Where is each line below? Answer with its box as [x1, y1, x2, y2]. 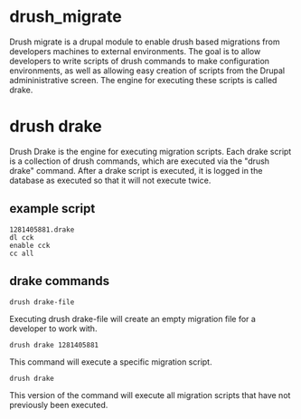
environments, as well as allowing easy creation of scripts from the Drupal [9, 65, 286, 76]
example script [9, 201, 96, 216]
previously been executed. [9, 399, 108, 410]
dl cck [9, 233, 34, 242]
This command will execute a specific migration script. [9, 356, 212, 367]
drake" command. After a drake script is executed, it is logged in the [9, 165, 263, 176]
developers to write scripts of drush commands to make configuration [9, 55, 269, 66]
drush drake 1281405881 [9, 340, 99, 349]
